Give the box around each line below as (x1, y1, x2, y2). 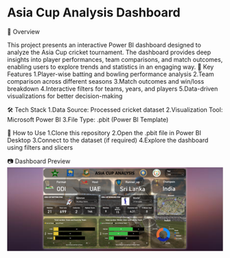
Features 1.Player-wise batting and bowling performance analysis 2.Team (7, 70, 214, 78)
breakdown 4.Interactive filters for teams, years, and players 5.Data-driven (7, 84, 218, 93)
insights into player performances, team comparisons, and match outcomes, (7, 55, 223, 63)
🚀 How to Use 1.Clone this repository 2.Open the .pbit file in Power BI (7, 128, 201, 137)
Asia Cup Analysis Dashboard (7, 5, 181, 21)
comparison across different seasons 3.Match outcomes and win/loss (7, 77, 205, 85)
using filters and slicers (7, 143, 73, 152)
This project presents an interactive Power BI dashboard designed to (7, 40, 201, 49)
